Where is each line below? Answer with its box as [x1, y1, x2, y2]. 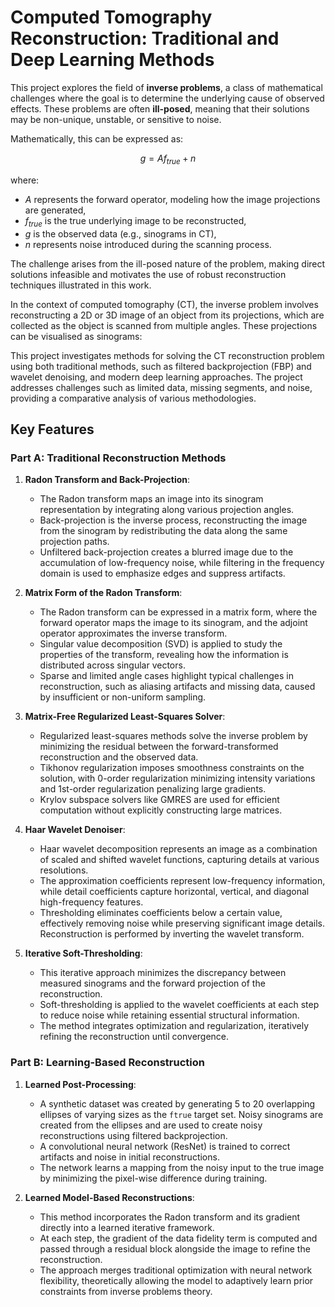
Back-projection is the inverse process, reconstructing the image [39, 514, 308, 526]
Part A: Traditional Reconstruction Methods [10, 451, 227, 465]
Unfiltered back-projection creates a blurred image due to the [39, 546, 294, 558]
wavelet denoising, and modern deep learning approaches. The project [10, 371, 303, 383]
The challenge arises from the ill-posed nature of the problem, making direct [10, 257, 326, 270]
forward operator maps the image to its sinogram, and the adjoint [39, 617, 308, 629]
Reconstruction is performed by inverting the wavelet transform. [39, 928, 305, 940]
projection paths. [39, 536, 110, 548]
